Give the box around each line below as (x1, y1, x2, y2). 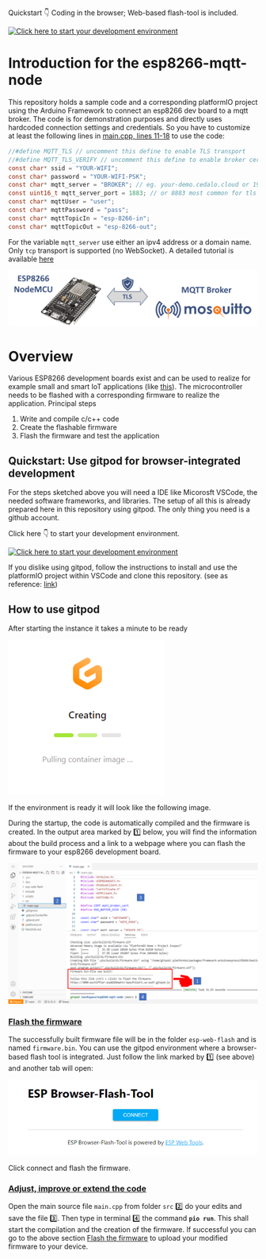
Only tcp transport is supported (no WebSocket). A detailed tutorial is (8, 245, 234, 255)
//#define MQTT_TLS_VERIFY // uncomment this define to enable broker (8, 156, 246, 164)
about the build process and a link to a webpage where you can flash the (8, 838, 245, 848)
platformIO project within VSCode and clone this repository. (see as (8, 571, 228, 581)
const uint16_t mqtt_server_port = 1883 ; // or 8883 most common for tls (8, 189, 257, 198)
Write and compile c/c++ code (19, 414, 120, 424)
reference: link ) (8, 580, 58, 589)
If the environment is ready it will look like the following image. (8, 802, 211, 812)
